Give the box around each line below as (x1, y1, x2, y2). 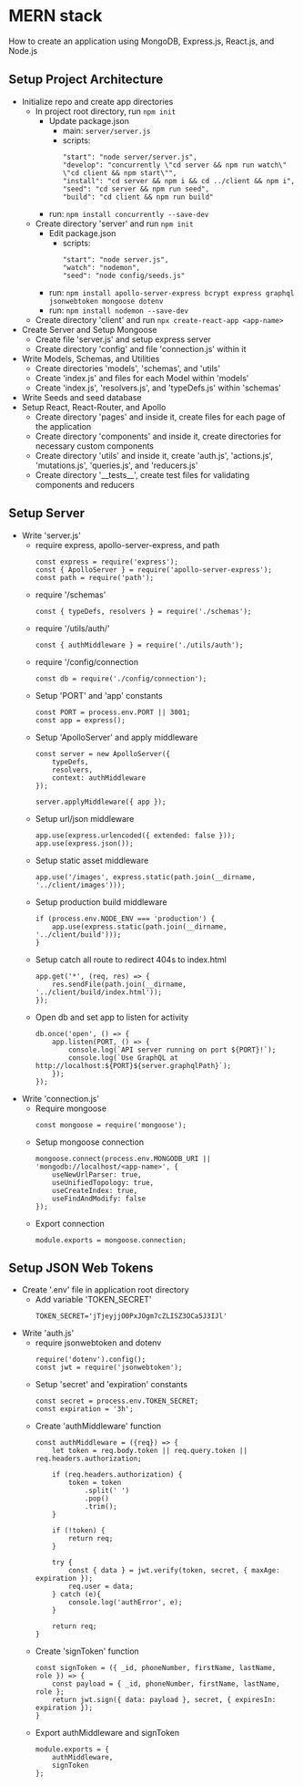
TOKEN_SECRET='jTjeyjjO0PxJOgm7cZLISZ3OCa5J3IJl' (35, 1312, 228, 1321)
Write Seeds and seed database (21, 391, 142, 402)
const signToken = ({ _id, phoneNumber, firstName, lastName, (35, 1664, 277, 1673)
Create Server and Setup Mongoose (21, 324, 157, 335)
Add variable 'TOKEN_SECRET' (35, 1294, 152, 1305)
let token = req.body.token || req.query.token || (52, 1447, 247, 1456)
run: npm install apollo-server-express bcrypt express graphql (48, 286, 295, 297)
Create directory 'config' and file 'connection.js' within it (35, 343, 247, 354)
